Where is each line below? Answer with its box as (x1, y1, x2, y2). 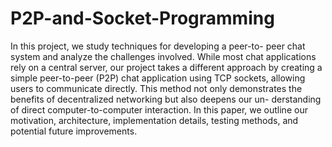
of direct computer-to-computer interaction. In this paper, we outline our (10, 103, 308, 116)
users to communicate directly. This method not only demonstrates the (10, 82, 303, 94)
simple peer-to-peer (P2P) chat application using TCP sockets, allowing (10, 72, 306, 84)
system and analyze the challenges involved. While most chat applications (10, 50, 317, 62)
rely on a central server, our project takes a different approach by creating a (10, 61, 323, 73)
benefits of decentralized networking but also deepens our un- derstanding (10, 93, 322, 105)
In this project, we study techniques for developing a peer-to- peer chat (10, 40, 306, 52)
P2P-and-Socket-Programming (10, 7, 275, 30)
